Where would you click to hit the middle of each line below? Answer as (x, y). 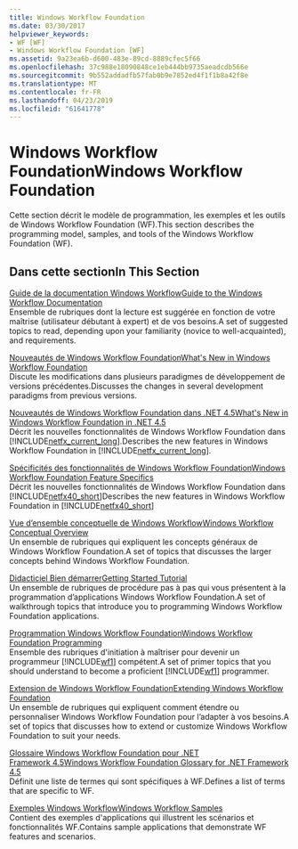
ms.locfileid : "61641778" (57, 109)
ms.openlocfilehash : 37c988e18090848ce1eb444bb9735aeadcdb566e (129, 68)
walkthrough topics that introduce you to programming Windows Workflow (146, 606)
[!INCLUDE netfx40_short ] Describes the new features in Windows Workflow (147, 496)
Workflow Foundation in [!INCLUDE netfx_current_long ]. (110, 450)
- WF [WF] (28, 42)
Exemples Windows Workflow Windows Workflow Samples (116, 808)
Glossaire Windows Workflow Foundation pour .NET (105, 753)
